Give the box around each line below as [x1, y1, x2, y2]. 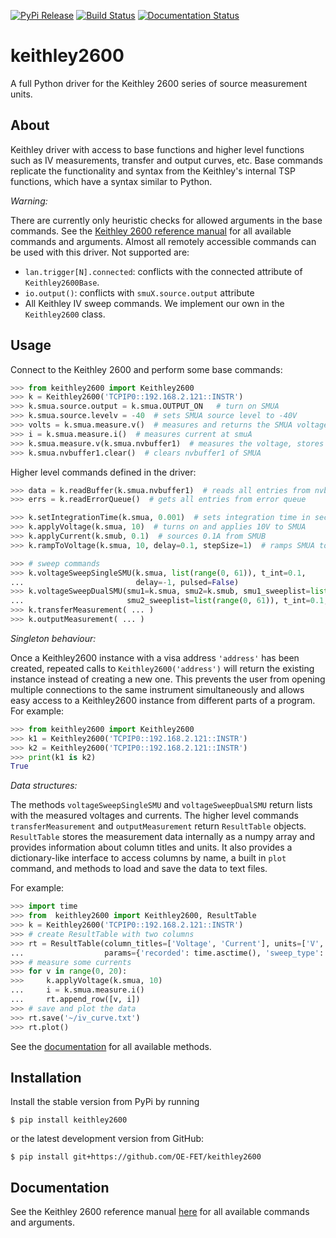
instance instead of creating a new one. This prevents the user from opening [10, 673, 326, 685]
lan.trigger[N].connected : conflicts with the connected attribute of [24, 265, 303, 277]
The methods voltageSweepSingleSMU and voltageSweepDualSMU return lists [10, 799, 313, 811]
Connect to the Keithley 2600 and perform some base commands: [10, 363, 283, 375]
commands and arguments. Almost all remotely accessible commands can [10, 235, 317, 247]
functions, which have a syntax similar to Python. [10, 175, 213, 187]
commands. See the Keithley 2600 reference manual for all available [10, 225, 292, 237]
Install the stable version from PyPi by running [10, 1096, 200, 1108]
